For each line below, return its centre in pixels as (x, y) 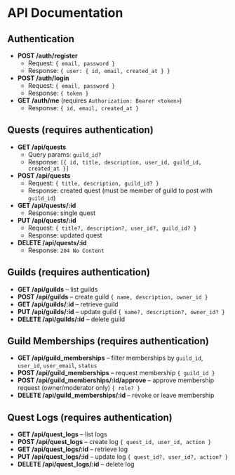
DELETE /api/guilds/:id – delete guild (71, 319)
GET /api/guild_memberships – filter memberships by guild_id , (110, 358)
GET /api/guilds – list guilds (58, 289)
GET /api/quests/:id (47, 205)
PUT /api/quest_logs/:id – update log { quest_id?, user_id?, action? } (123, 457)
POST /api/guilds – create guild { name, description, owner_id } (113, 297)
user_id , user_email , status (57, 365)
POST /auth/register (48, 56)
